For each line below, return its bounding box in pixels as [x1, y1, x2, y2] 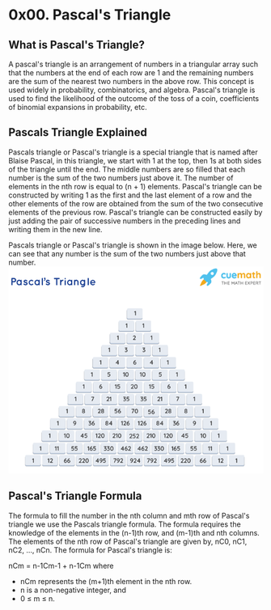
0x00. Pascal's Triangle [8, 6, 171, 24]
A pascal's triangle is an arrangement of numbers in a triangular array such [8, 59, 259, 69]
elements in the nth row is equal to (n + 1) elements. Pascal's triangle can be [8, 181, 263, 191]
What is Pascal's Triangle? [8, 38, 146, 52]
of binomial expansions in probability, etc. [8, 103, 147, 112]
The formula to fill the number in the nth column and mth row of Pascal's [8, 510, 250, 520]
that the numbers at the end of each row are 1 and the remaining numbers [8, 68, 254, 78]
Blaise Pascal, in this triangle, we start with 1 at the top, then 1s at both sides [8, 155, 262, 165]
